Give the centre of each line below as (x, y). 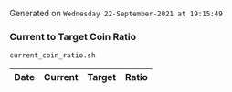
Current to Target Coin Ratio (73, 36)
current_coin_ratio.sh (53, 56)
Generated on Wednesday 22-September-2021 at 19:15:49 (116, 13)
